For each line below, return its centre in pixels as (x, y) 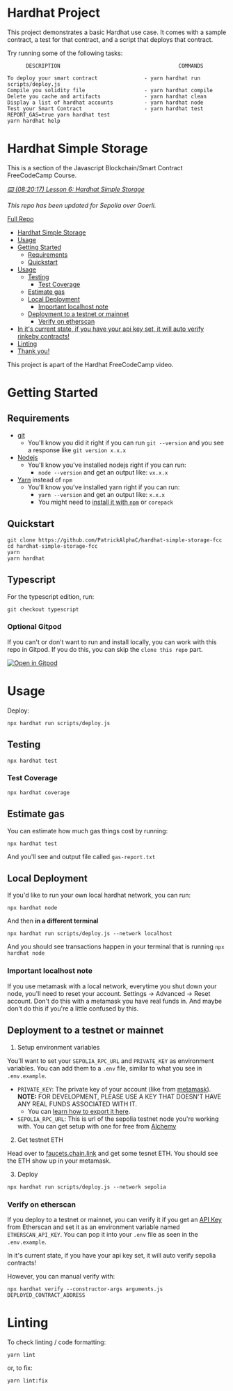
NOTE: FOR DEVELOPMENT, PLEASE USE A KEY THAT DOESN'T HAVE (119, 1096)
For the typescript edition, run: (51, 596)
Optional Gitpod (34, 627)
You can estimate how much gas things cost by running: (88, 831)
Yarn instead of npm (45, 479)
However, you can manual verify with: (61, 1276)
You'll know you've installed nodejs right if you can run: (107, 465)
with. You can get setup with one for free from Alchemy (97, 1126)
